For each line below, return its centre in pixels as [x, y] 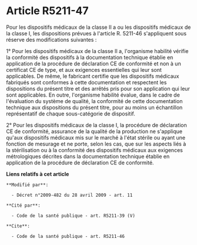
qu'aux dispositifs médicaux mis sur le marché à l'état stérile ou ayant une [96, 137]
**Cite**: [18, 226]
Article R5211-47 [47, 11]
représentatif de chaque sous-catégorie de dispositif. [71, 114]
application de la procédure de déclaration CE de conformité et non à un [94, 64]
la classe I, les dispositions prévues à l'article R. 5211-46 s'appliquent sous [96, 33]
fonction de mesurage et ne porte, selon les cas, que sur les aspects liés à [96, 144]
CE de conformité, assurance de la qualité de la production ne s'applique [94, 131]
